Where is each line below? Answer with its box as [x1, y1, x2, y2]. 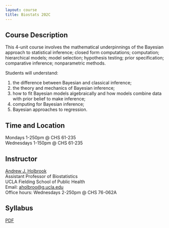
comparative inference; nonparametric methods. [5, 60, 106, 66]
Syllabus [5, 204, 34, 212]
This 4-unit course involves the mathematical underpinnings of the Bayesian [5, 44, 164, 50]
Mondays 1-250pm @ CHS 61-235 [5, 135, 76, 141]
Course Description [5, 31, 68, 39]
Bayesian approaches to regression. [12, 106, 88, 112]
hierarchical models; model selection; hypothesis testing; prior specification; [5, 55, 164, 61]
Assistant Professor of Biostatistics [5, 173, 78, 179]
